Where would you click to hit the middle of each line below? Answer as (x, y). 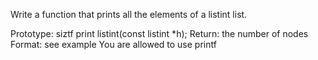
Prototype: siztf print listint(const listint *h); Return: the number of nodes (159, 33)
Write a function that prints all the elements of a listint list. (129, 14)
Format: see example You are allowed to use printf (113, 44)
